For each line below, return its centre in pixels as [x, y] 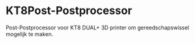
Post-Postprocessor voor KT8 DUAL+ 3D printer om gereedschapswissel [97, 28]
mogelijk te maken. [29, 34]
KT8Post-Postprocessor [69, 11]
